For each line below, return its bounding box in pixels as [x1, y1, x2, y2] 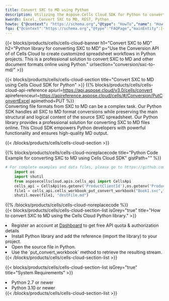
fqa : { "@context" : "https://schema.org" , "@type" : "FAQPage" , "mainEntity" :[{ [5, 26, 165, 31]
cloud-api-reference [5, 87, 48, 93]
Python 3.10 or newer [12, 285, 55, 291]
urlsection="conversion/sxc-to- [90, 62, 155, 68]
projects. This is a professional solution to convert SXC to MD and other [5, 56, 153, 62]
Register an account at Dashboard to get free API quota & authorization [12, 222, 159, 228]
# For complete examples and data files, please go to [5, 165, 123, 170]
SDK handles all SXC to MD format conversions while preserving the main [5, 109, 158, 115]
